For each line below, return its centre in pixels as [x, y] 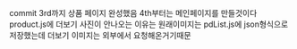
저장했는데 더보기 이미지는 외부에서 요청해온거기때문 [100, 35]
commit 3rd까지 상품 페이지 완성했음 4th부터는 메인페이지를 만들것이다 [133, 13]
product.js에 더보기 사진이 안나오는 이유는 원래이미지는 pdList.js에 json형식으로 [149, 24]
